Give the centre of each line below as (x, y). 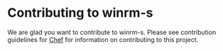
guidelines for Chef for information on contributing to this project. (103, 39)
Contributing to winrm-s (80, 13)
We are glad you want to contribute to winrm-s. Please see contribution (112, 32)
